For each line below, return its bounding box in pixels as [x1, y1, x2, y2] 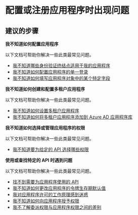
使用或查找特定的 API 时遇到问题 [5, 157, 73, 163]
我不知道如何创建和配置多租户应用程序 [5, 86, 85, 92]
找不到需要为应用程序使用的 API [12, 179, 79, 185]
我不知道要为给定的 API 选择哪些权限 [12, 146, 89, 152]
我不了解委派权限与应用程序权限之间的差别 [12, 204, 102, 210]
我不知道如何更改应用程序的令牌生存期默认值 [12, 185, 106, 191]
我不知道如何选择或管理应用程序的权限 [5, 125, 85, 131]
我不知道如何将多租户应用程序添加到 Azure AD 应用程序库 [12, 114, 133, 120]
